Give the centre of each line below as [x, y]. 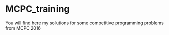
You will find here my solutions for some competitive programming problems [84, 23]
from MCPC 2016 [23, 28]
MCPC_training [37, 9]
